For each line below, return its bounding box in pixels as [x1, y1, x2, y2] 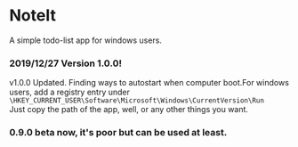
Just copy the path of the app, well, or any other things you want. [9, 104, 249, 115]
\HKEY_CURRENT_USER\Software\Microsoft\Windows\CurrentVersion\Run [9, 96, 265, 105]
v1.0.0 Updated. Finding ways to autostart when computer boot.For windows [9, 78, 289, 88]
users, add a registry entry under [9, 86, 131, 98]
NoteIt [9, 5, 56, 26]
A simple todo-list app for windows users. [9, 35, 163, 45]
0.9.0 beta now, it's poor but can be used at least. [9, 127, 228, 139]
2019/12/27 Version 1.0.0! [9, 57, 123, 69]
